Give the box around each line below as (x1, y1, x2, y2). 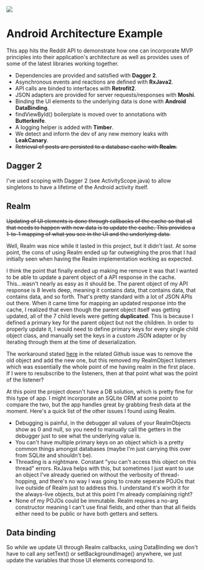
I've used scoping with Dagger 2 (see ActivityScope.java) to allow (6, 177, 172, 184)
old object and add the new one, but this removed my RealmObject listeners (6, 356, 197, 364)
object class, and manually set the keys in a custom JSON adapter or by (6, 331, 187, 339)
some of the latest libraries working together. (6, 60, 119, 67)
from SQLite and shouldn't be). (15, 452, 93, 459)
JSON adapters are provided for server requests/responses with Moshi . (15, 91, 196, 98)
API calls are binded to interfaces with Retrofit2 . (15, 84, 137, 92)
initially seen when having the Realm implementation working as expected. (6, 255, 194, 262)
